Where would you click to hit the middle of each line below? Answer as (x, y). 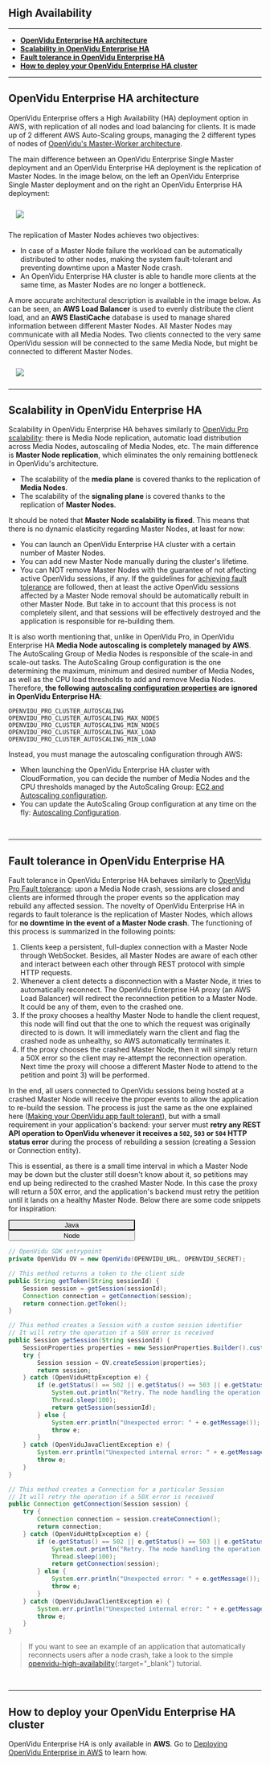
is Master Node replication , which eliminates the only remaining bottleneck (133, 455)
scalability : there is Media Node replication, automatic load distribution (125, 438)
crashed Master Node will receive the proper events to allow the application (133, 1099)
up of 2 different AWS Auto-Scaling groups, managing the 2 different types (132, 135)
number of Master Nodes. (63, 553)
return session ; (64, 1370)
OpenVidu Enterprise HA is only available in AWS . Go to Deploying (118, 1743)
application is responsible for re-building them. (97, 621)
